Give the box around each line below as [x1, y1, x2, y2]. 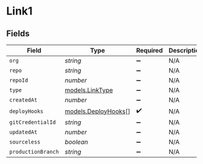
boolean [64, 138, 89, 146]
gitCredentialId [9, 119, 56, 125]
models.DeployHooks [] [64, 107, 131, 116]
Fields [6, 28, 30, 39]
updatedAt [9, 129, 37, 136]
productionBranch [9, 148, 59, 155]
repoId [9, 77, 28, 84]
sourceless [9, 139, 40, 145]
